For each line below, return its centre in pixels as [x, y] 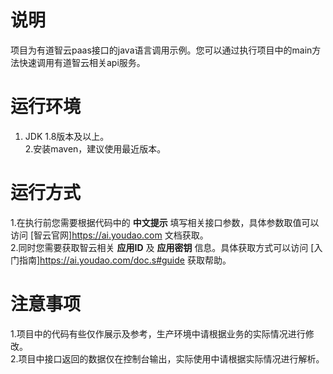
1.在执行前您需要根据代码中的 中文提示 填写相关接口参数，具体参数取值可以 [165, 222]
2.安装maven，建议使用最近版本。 [95, 148]
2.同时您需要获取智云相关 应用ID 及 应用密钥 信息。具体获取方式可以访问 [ [162, 247]
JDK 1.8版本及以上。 [67, 136]
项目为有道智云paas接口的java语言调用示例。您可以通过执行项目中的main [161, 50]
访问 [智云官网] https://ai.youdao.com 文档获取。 [109, 235]
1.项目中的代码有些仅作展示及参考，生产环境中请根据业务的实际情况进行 [158, 333]
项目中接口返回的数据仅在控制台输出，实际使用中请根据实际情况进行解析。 [171, 358]
